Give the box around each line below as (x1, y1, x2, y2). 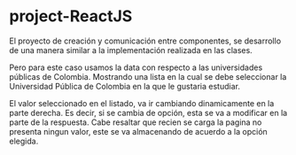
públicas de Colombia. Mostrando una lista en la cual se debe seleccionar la (9, 71, 287, 81)
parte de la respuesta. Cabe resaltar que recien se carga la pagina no (9, 117, 262, 128)
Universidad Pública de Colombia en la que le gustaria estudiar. (9, 81, 241, 91)
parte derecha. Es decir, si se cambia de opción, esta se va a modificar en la (9, 107, 288, 118)
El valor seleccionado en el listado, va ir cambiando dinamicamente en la (9, 97, 275, 108)
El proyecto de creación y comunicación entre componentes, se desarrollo (9, 35, 282, 46)
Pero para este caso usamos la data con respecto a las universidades (9, 62, 263, 73)
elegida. (9, 136, 39, 146)
